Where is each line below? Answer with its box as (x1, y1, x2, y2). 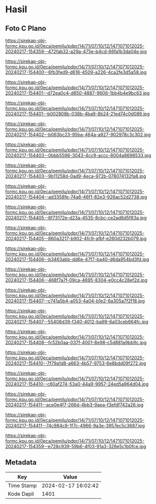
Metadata (5, 458, 37, 467)
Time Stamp (8, 482, 37, 489)
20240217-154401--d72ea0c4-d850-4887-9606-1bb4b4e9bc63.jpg (5, 90, 150, 96)
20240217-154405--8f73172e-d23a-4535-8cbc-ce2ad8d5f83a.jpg (5, 215, 147, 221)
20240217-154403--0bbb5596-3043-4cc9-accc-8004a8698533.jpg (5, 152, 151, 158)
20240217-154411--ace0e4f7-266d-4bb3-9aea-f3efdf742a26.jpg (5, 402, 144, 408)
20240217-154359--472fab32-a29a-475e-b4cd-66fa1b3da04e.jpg (5, 49, 147, 54)
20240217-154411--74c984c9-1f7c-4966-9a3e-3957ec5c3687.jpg (5, 423, 145, 428)
